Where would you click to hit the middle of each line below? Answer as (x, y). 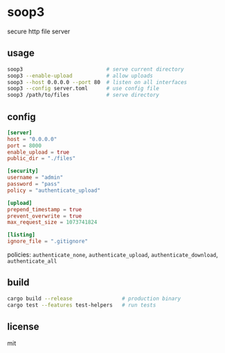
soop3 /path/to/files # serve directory (83, 95)
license (23, 327)
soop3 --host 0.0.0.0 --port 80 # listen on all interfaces (97, 82)
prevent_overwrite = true (44, 216)
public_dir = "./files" (42, 158)
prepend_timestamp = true (44, 209)
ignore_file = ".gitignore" (48, 241)
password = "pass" (34, 184)
